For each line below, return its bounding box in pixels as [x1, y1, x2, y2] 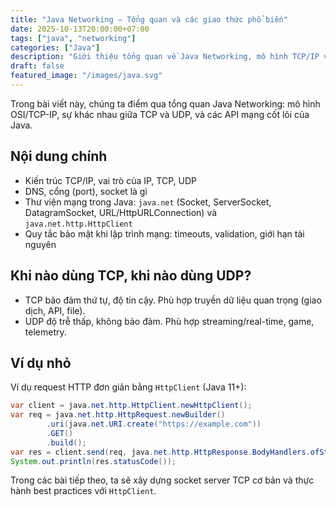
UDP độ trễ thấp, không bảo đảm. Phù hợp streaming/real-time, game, [24, 315, 315, 327]
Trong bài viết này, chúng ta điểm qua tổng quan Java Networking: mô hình [10, 97, 321, 110]
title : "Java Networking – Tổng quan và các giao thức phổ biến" [10, 14, 288, 25]
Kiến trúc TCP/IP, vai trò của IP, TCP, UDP [24, 174, 197, 186]
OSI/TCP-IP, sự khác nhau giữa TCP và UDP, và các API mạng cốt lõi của [10, 108, 310, 120]
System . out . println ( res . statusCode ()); [10, 456, 177, 466]
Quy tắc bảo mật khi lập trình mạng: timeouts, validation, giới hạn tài [24, 227, 305, 240]
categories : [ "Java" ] [10, 42, 101, 53]
